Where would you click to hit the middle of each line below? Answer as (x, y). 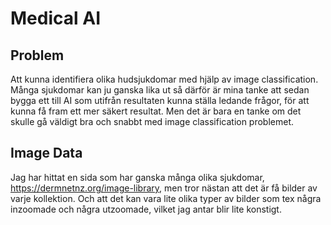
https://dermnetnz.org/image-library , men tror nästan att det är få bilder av (164, 188)
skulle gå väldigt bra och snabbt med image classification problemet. (152, 121)
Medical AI (55, 18)
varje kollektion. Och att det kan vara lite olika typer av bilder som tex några (166, 198)
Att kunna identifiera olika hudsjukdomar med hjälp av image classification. (164, 79)
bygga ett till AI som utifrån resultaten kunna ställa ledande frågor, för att (160, 100)
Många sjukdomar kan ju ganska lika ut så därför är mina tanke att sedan (160, 90)
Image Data (46, 153)
